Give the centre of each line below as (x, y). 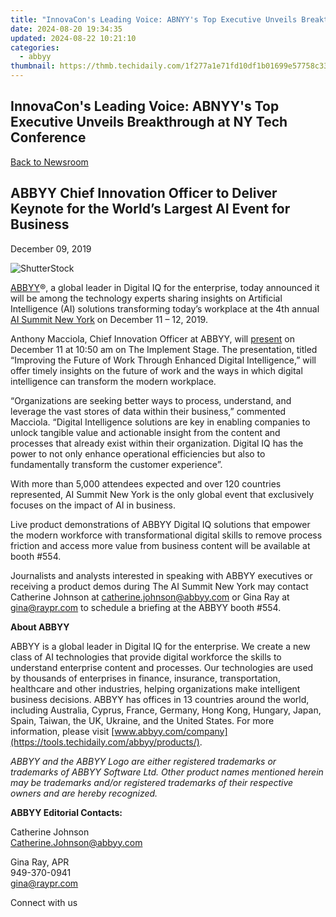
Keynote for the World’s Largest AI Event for (150, 209)
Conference (48, 137)
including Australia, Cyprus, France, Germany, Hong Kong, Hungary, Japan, (166, 710)
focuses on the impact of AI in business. (93, 505)
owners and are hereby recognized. (84, 793)
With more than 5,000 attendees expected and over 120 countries (146, 483)
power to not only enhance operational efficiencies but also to (138, 453)
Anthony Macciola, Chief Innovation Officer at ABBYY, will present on (152, 338)
